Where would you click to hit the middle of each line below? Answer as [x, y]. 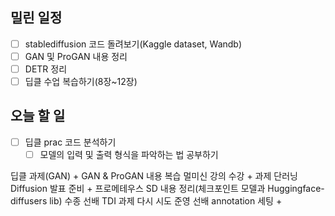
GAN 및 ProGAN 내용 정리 [76, 56]
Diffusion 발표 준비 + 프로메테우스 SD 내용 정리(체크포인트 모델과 [138, 188]
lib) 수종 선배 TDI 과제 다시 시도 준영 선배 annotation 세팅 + [166, 201]
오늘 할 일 [38, 116]
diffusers [29, 201]
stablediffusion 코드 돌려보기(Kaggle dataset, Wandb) [133, 44]
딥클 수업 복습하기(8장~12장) [81, 81]
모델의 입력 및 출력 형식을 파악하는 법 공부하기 [129, 154]
